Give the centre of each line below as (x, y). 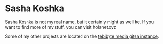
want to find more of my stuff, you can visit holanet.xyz (61, 27)
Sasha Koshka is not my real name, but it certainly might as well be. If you (80, 22)
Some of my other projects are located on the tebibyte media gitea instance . (82, 36)
